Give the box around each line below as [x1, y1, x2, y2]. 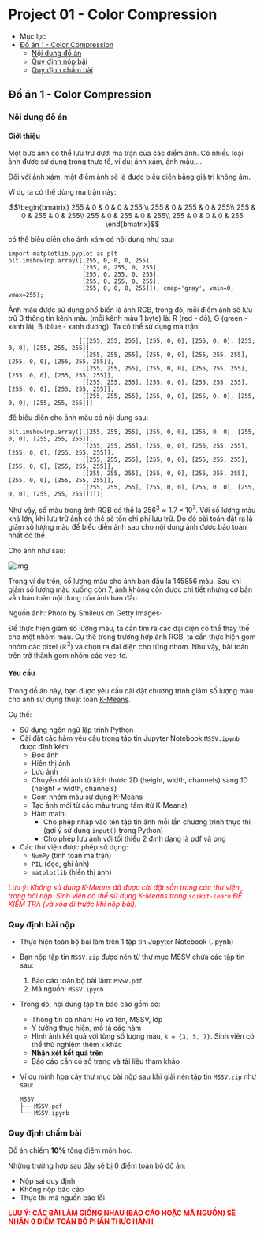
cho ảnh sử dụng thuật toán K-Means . [8, 694, 132, 704]
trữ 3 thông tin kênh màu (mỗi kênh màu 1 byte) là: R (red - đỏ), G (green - [8, 314, 248, 323]
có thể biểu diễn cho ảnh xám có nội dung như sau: [8, 235, 175, 244]
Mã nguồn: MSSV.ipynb [31, 984, 104, 994]
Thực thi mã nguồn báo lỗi [19, 1192, 105, 1202]
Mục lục [19, 32, 46, 41]
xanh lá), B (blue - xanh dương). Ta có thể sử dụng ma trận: [8, 322, 201, 332]
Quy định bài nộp [8, 919, 75, 930]
